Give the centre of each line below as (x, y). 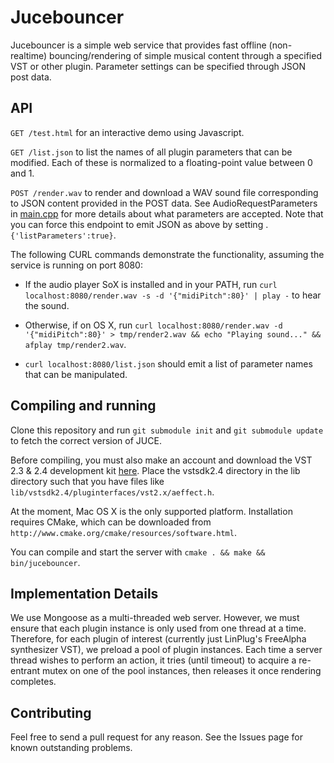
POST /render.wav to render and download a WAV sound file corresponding (164, 192)
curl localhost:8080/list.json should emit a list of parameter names (168, 363)
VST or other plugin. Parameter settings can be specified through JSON (158, 66)
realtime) (29, 55)
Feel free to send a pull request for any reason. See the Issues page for (156, 737)
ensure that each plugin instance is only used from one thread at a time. (158, 628)
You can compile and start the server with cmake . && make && (138, 552)
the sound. (47, 305)
